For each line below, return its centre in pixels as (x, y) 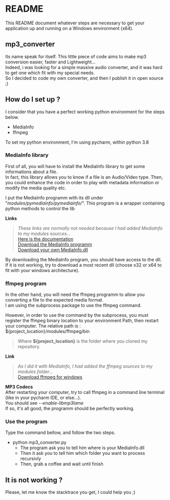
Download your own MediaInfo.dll (53, 250)
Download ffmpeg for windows (50, 377)
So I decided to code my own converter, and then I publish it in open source (84, 78)
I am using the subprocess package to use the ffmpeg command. (73, 306)
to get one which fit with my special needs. (50, 73)
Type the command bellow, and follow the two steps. (60, 432)
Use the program (26, 422)
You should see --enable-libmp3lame (44, 403)
